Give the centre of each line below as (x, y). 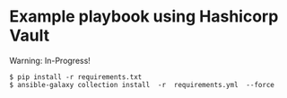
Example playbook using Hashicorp (144, 17)
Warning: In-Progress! (50, 60)
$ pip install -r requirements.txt (76, 77)
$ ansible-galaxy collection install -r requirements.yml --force (142, 85)
